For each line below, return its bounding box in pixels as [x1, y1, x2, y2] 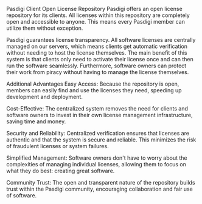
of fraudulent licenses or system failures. [6, 143, 109, 149]
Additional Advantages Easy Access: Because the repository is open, [6, 80, 179, 87]
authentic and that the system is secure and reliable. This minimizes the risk [6, 136, 197, 143]
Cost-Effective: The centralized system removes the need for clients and [6, 105, 189, 112]
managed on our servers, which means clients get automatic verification [6, 42, 187, 50]
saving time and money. [6, 118, 66, 125]
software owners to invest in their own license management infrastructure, [6, 112, 193, 118]
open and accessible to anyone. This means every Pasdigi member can [6, 18, 186, 25]
